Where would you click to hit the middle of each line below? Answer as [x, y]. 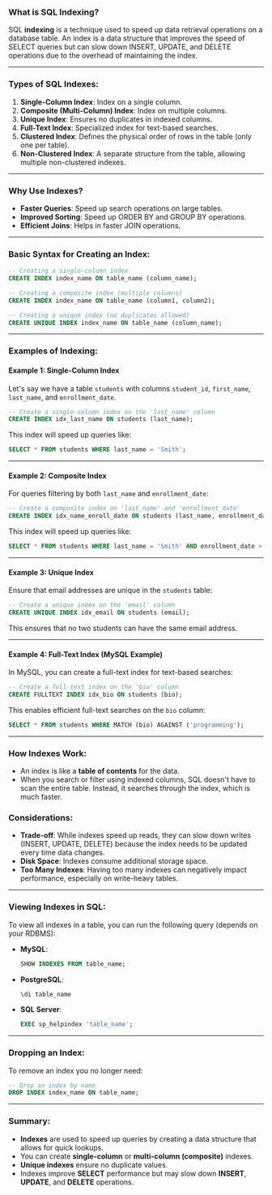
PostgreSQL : [42, 979]
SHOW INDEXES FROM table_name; [73, 964]
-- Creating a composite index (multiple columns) [96, 293]
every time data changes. [62, 852]
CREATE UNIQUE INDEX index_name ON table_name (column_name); [115, 322]
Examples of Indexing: [53, 351]
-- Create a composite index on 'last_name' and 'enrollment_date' [125, 509]
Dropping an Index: [47, 1053]
